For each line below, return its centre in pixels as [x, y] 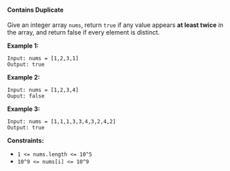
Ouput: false [26, 96]
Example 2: [24, 78]
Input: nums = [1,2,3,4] [43, 90]
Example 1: [23, 46]
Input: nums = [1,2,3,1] [43, 59]
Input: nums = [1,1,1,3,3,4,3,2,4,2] [62, 122]
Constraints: [26, 141]
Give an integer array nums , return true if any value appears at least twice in [115, 25]
